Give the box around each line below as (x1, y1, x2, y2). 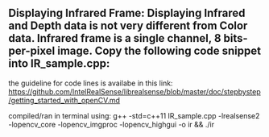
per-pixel (8, 44, 56, 58)
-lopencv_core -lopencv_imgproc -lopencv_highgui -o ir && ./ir (8, 119, 215, 129)
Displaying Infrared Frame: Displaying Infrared (8, 6, 246, 20)
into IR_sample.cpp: (8, 56, 110, 71)
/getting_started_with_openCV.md (8, 95, 121, 105)
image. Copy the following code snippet (57, 44, 262, 58)
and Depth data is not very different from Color (8, 19, 248, 33)
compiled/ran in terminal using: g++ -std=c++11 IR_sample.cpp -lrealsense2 (8, 110, 260, 120)
